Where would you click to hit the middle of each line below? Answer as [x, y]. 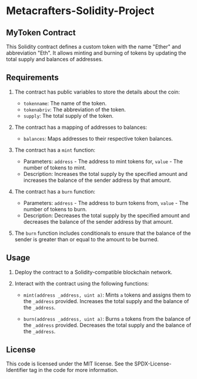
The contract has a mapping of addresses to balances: [81, 127]
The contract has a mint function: [55, 150]
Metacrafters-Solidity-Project [80, 11]
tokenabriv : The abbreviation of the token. [75, 109]
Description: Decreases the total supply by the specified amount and [106, 215]
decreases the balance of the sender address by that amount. [98, 221]
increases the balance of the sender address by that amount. [97, 180]
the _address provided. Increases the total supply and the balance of [106, 301]
